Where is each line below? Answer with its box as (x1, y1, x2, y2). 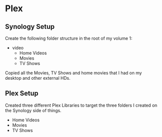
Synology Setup (5, 23, 55, 31)
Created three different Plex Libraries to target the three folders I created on (5, 102, 158, 108)
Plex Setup (5, 89, 39, 98)
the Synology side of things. (5, 107, 62, 113)
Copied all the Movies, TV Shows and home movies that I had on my (5, 70, 142, 76)
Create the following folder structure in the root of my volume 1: (5, 35, 133, 41)
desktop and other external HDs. (5, 75, 71, 81)
